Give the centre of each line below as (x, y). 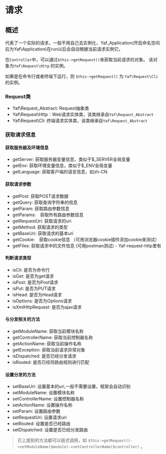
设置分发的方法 (20, 374)
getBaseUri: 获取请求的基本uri (43, 233)
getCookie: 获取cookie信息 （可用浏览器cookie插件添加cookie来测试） (86, 239)
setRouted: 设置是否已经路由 (41, 424)
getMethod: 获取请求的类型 (40, 227)
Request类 (18, 96)
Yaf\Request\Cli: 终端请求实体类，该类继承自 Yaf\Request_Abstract (80, 121)
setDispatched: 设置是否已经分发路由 (50, 430)
